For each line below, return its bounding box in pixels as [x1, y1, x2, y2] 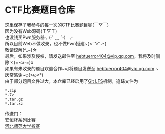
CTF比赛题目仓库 [5, 4, 75, 16]
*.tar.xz [5, 101, 23, 106]
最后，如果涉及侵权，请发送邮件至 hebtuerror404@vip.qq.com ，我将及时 [5, 53, 156, 59]
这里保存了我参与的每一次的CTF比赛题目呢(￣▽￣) [5, 22, 109, 28]
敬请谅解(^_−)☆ [5, 47, 37, 53]
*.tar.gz [5, 97, 23, 102]
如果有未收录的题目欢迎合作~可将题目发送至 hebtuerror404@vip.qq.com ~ [5, 65, 159, 71]
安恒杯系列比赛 [5, 117, 36, 123]
